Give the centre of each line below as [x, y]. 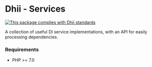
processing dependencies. [31, 37]
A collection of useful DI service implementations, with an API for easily [76, 32]
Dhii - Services [35, 9]
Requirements [22, 50]
